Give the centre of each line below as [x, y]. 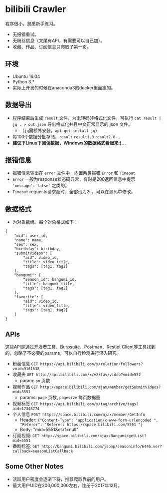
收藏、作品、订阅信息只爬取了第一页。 [52, 46]
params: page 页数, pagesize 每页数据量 [60, 397]
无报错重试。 [25, 34]
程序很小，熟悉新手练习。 [31, 23]
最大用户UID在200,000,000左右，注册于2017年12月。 [67, 485]
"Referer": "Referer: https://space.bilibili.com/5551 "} [81, 425]
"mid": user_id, [31, 236]
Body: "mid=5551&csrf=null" [49, 430]
